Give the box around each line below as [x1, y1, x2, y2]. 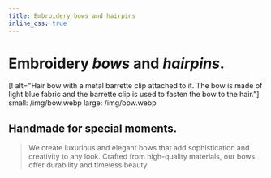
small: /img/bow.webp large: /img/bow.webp [8, 98, 157, 108]
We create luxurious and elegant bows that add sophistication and [28, 143, 250, 153]
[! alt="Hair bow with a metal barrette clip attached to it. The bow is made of [8, 81, 263, 91]
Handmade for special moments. [8, 121, 178, 135]
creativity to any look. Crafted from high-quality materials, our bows [28, 151, 256, 162]
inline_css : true [8, 19, 67, 28]
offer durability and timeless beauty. [28, 160, 149, 170]
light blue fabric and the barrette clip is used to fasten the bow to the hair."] [8, 90, 260, 100]
